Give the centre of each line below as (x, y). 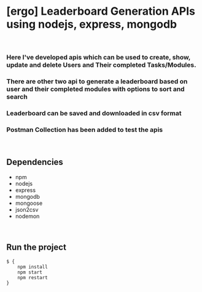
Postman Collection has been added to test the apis (85, 129)
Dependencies (35, 162)
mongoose (29, 203)
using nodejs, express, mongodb (91, 24)
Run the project (36, 248)
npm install (33, 267)
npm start (30, 272)
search (17, 96)
